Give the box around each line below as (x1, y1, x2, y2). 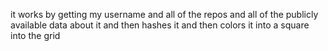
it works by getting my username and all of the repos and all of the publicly (10, 9, 319, 20)
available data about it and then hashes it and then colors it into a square (10, 19, 310, 31)
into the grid (10, 30, 61, 41)
